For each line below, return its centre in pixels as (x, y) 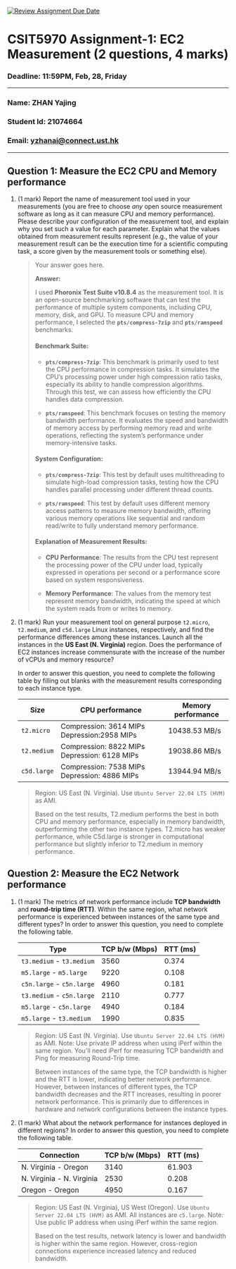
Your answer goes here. (70, 265)
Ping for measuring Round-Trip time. (87, 1058)
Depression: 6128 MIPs (100, 755)
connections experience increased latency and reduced (116, 1251)
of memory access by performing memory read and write (129, 428)
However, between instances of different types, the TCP (116, 1087)
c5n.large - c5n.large (58, 984)
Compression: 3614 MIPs (103, 726)
